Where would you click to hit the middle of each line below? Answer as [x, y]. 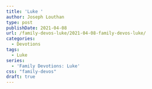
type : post [19, 22]
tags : [13, 50]
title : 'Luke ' [25, 11]
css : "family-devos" [32, 71]
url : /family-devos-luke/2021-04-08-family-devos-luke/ [76, 33]
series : [16, 60]
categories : [21, 39]
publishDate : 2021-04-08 [37, 28]
